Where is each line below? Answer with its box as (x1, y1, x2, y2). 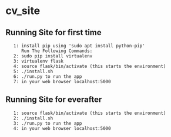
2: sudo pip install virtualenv (13, 53, 93, 59)
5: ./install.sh (13, 68, 53, 74)
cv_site (5, 4, 41, 18)
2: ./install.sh (13, 115, 53, 121)
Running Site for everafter (5, 95, 102, 105)
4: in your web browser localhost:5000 (13, 125, 111, 131)
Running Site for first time (5, 28, 102, 37)
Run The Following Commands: (21, 48, 93, 54)
